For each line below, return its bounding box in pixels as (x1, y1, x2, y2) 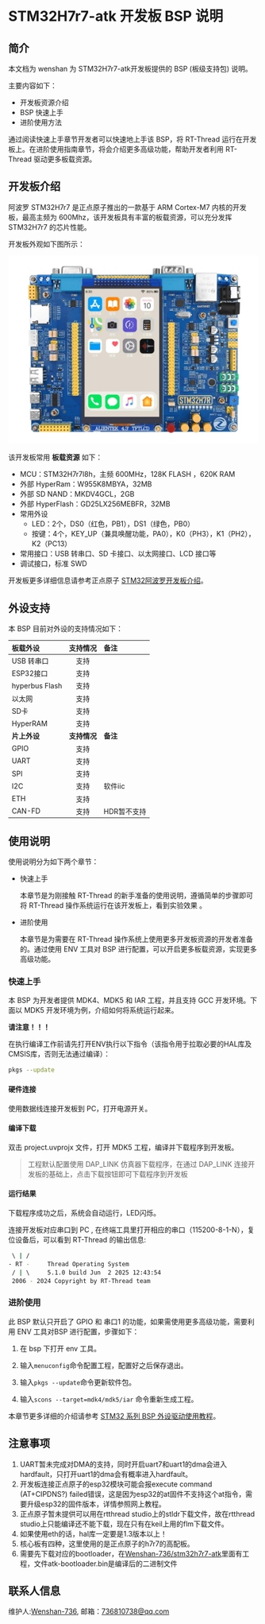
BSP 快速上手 (19, 108, 63, 117)
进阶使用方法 (19, 118, 62, 127)
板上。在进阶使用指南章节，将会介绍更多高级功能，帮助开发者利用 (8, 145, 224, 153)
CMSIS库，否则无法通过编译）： (8, 1049, 111, 1059)
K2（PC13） (31, 539, 72, 548)
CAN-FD (11, 806, 41, 816)
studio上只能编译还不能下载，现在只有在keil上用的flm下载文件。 (19, 1519, 229, 1529)
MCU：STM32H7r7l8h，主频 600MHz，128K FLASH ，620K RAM (19, 470, 236, 479)
